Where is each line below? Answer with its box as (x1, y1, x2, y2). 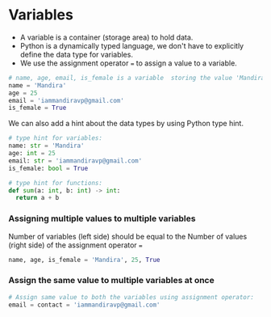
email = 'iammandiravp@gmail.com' (8, 96, 125, 104)
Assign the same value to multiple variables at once (8, 275, 215, 286)
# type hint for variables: (8, 134, 103, 142)
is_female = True (8, 104, 67, 112)
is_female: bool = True (8, 164, 89, 172)
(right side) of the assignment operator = (8, 240, 143, 250)
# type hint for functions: (8, 179, 103, 187)
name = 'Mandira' (8, 81, 67, 90)
